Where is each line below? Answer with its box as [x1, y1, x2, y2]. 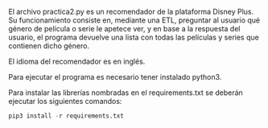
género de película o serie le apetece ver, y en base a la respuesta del [8, 24, 241, 33]
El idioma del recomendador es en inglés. [8, 56, 146, 66]
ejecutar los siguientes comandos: [8, 97, 122, 105]
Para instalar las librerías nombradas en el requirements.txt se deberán [8, 88, 243, 97]
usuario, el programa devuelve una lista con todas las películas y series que [8, 32, 259, 42]
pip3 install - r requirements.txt [8, 112, 125, 120]
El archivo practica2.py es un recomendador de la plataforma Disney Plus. [8, 7, 254, 16]
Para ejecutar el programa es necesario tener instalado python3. [8, 72, 222, 81]
